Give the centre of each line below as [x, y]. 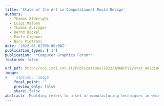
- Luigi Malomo [25, 23]
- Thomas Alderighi [29, 19]
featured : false [21, 60]
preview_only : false [35, 86]
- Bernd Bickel [25, 32]
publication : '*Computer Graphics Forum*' [49, 55]
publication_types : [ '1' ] [31, 50]
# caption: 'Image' [28, 78]
